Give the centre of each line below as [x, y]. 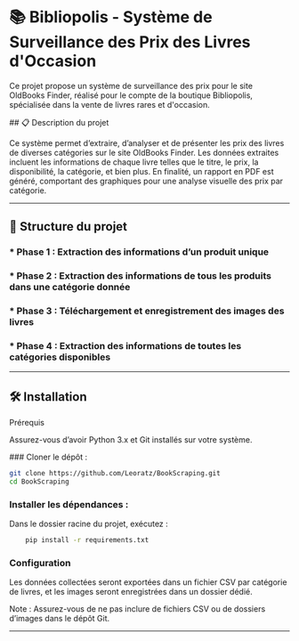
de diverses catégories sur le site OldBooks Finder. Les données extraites [144, 152]
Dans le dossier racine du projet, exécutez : [89, 524]
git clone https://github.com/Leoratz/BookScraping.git [115, 474]
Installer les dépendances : [69, 504]
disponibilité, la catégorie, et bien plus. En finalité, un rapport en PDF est [141, 171]
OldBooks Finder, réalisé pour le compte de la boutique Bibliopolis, [131, 95]
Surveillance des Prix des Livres [130, 42]
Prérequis [27, 423]
